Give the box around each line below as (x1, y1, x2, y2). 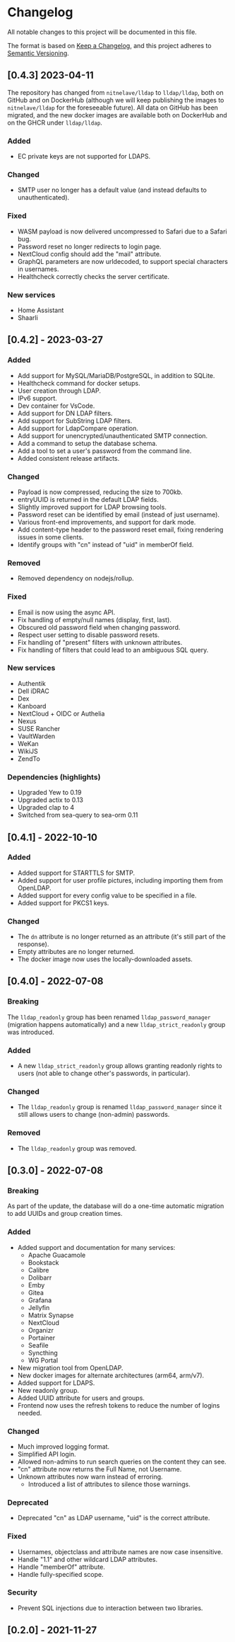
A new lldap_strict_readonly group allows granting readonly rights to (17, 1062, 222, 1070)
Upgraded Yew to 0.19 (17, 788, 82, 797)
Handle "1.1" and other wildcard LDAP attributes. (17, 1555, 157, 1563)
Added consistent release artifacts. (17, 454, 120, 462)
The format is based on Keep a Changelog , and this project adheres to (7, 41, 212, 50)
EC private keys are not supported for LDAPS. (17, 152, 150, 161)
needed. (17, 1408, 42, 1417)
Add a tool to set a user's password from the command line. (17, 447, 192, 455)
